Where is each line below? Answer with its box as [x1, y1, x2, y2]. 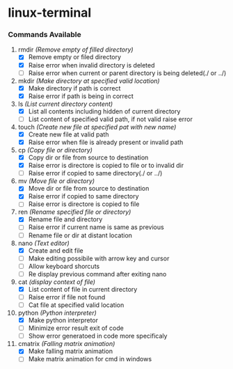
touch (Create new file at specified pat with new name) [17, 123, 177, 131]
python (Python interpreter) [17, 308, 97, 317]
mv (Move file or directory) [17, 177, 95, 185]
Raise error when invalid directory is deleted [28, 61, 155, 69]
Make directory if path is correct [28, 84, 121, 92]
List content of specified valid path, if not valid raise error [28, 115, 193, 123]
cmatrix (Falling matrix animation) [17, 340, 115, 348]
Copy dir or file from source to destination [28, 153, 149, 162]
